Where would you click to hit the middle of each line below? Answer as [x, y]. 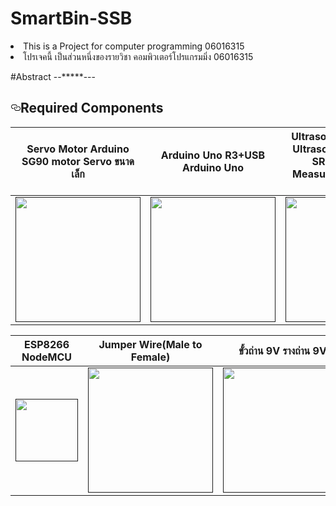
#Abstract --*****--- [53, 76]
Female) [150, 357]
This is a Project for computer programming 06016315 [134, 46]
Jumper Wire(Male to [150, 344]
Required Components [92, 108]
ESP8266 [47, 344]
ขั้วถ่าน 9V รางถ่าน [274, 350]
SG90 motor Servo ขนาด [78, 161]
